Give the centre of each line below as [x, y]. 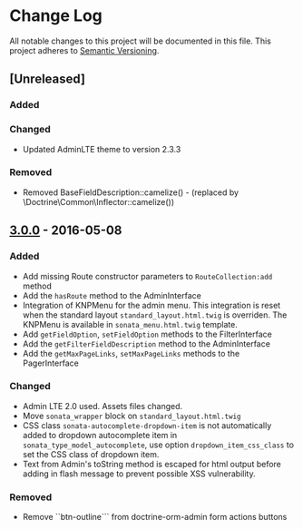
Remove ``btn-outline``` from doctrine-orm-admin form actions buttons [155, 517]
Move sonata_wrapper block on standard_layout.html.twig [132, 416]
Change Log [56, 16]
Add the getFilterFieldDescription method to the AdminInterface [146, 343]
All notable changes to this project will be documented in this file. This [141, 41]
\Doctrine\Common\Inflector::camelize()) [98, 201]
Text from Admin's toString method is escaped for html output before [151, 464]
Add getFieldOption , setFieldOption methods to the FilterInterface [147, 334]
